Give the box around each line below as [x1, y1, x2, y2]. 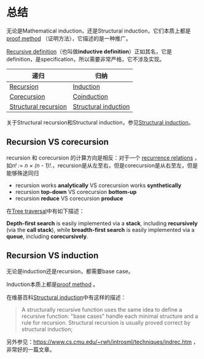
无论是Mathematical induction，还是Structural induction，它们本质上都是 [6, 27, 191, 34]
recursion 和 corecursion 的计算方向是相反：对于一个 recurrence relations [6, 154, 194, 161]
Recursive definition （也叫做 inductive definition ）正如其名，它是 [6, 47, 172, 55]
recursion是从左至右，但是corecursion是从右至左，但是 [57, 161, 198, 169]
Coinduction [73, 92, 109, 101]
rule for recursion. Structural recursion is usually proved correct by [21, 318, 190, 326]
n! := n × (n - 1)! [12, 161, 51, 169]
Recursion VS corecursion [6, 137, 109, 147]
